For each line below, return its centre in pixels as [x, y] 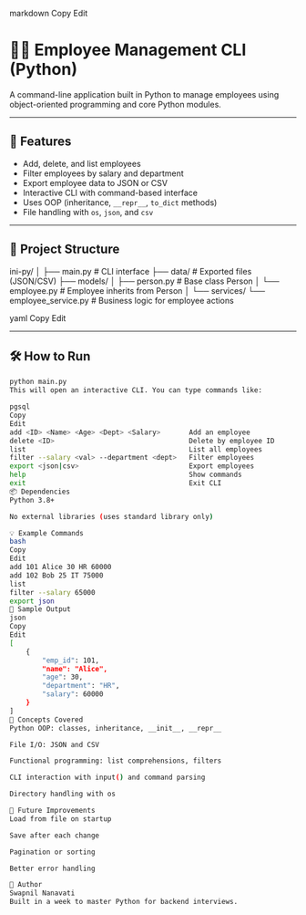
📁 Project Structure [65, 250]
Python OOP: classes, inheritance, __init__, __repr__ [116, 728]
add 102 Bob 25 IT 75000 [56, 575]
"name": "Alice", [75, 669]
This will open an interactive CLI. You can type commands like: [136, 390]
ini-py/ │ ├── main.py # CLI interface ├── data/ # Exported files [131, 271]
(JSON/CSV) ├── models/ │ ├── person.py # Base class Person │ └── [144, 281]
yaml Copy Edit [38, 317]
